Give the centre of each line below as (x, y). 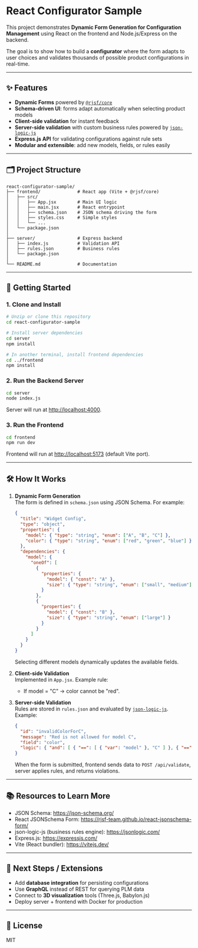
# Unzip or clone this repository (49, 317)
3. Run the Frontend (35, 425)
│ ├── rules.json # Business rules (63, 249)
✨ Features (27, 88)
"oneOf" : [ (44, 563)
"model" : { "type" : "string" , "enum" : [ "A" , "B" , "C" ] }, (98, 535)
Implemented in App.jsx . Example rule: (61, 679)
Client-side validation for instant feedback (67, 121)
